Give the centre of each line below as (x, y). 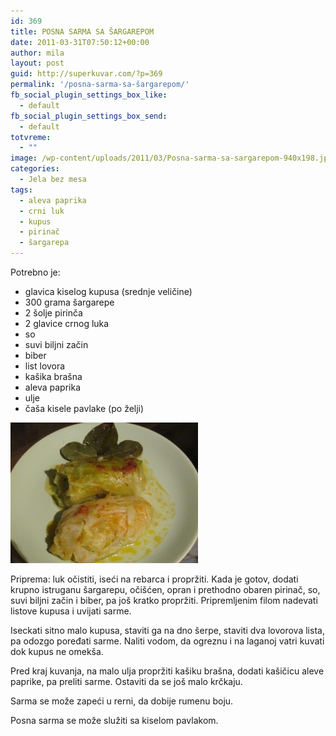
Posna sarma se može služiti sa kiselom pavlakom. (114, 720)
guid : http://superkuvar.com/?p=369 (86, 74)
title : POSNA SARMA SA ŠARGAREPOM (82, 31)
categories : (35, 169)
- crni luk (42, 211)
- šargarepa (44, 243)
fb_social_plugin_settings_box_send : (89, 116)
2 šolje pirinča (53, 313)
